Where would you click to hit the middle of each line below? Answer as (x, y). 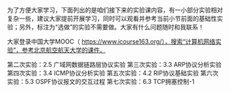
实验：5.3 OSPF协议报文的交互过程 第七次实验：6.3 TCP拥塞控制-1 (101, 81)
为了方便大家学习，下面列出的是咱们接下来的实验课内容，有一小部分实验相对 (115, 10)
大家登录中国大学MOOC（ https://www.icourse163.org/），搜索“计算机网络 (111, 42)
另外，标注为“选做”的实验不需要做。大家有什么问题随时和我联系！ (112, 27)
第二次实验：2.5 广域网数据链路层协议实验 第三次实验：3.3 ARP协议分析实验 (114, 64)
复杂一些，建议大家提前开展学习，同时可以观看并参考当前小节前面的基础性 (112, 18)
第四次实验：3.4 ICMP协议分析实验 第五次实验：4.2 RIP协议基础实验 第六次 (113, 73)
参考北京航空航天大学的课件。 (64, 50)
